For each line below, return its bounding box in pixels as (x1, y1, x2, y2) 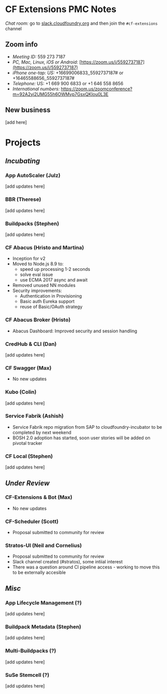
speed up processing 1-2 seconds (20, 266, 90, 272)
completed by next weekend (12, 429, 72, 435)
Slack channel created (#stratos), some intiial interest (12, 559, 123, 565)
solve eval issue (20, 271, 54, 278)
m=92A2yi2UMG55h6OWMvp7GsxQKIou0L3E (12, 91, 109, 97)
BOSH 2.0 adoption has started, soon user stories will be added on (12, 435, 150, 441)
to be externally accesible (12, 569, 66, 575)
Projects (5, 137, 41, 148)
